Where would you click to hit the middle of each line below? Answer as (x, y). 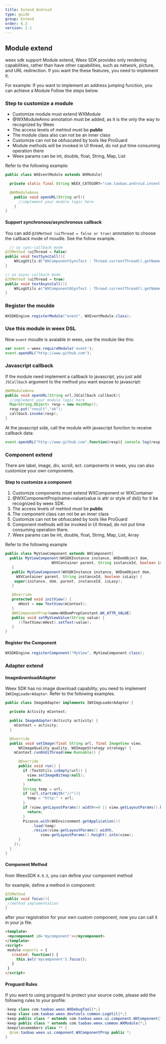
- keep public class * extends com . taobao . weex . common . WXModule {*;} (76, 1023)
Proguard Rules (21, 984)
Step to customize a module (39, 103)
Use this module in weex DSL (41, 329)
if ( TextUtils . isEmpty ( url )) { (55, 771)
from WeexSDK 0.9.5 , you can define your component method (69, 876)
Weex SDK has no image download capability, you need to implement (76, 689)
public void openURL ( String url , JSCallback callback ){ (63, 395)
